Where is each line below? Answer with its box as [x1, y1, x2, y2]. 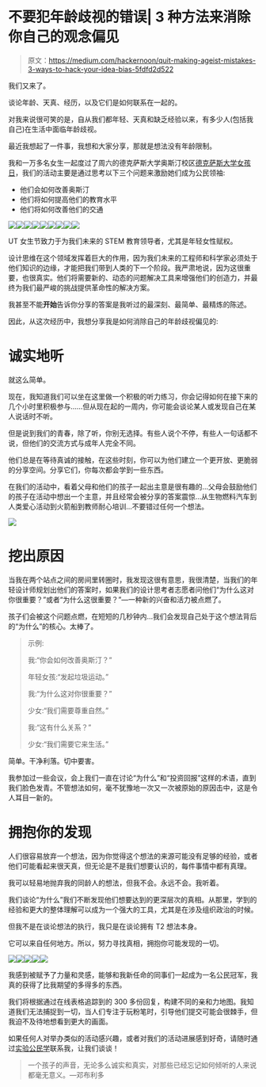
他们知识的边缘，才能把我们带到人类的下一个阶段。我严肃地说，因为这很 [8, 263, 244, 273]
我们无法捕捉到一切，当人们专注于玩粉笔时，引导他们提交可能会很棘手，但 [14, 1006, 258, 1016]
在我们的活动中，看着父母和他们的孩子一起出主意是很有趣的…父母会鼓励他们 [8, 482, 257, 491]
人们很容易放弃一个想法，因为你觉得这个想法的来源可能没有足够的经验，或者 [8, 851, 258, 860]
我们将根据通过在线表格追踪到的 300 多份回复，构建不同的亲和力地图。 [8, 997, 241, 1006]
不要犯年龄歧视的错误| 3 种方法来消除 [8, 8, 251, 26]
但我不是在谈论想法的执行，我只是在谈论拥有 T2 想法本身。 [8, 921, 202, 931]
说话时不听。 [14, 411, 57, 421]
